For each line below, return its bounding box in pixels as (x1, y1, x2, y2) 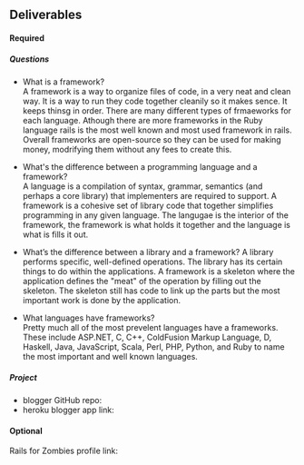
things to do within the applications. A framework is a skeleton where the (22, 265, 295, 276)
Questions (9, 54, 50, 64)
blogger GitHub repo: (22, 394, 103, 405)
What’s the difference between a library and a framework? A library (22, 246, 274, 257)
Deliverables (9, 7, 83, 23)
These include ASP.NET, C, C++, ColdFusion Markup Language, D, (22, 331, 272, 342)
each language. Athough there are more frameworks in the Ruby (22, 114, 263, 125)
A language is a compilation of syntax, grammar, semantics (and (22, 181, 263, 192)
